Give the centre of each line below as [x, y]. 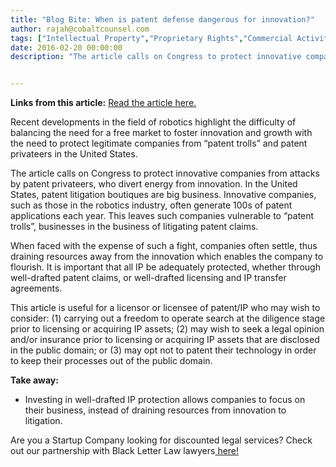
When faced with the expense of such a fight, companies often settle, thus [164, 246]
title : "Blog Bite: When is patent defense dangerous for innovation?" [162, 19]
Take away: [34, 380]
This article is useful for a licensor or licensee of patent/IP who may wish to [165, 308]
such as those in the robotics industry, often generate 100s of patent [151, 205]
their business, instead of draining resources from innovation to [155, 410]
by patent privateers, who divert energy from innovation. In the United [154, 184]
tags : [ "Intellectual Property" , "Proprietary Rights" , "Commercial [151, 38]
